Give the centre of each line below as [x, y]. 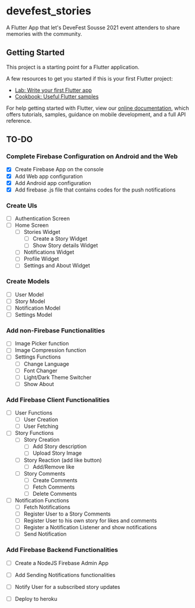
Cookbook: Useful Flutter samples [57, 96]
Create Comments [55, 480]
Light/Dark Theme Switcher [58, 377]
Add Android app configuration [53, 183]
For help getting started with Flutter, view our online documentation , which [98, 108]
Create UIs [22, 205]
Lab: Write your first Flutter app [53, 90]
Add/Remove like [53, 467]
